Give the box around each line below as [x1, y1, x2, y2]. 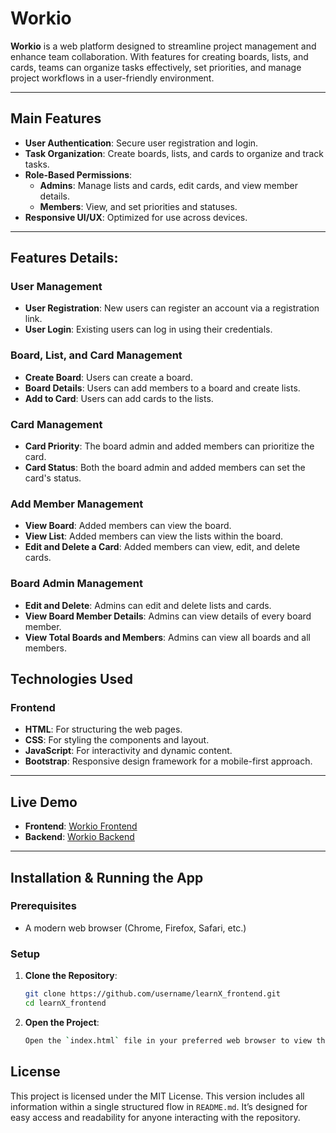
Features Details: [10, 250, 119, 267]
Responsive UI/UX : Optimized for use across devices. [24, 211, 248, 223]
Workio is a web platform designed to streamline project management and [10, 40, 317, 52]
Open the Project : [24, 1016, 100, 1028]
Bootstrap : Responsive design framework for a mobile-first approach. [24, 755, 313, 767]
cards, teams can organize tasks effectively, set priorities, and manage [10, 61, 302, 73]
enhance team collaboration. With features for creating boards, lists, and [10, 50, 309, 62]
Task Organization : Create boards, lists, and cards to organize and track [24, 147, 324, 159]
